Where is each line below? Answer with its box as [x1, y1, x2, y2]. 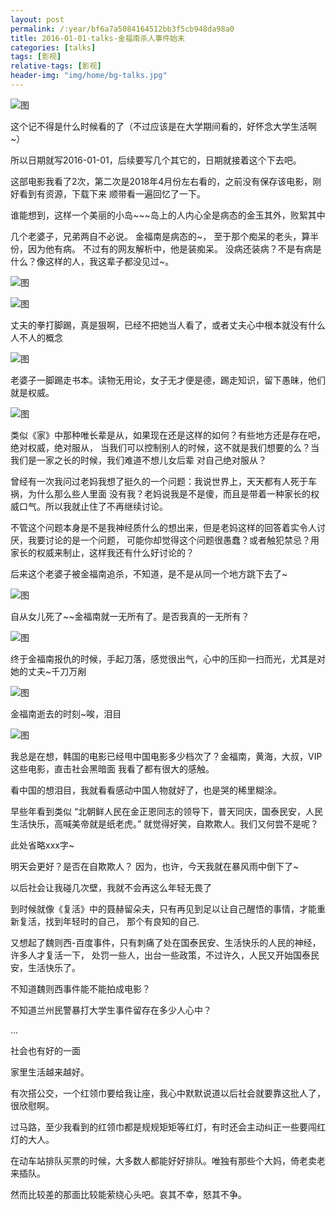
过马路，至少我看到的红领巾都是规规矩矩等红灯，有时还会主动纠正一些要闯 [10, 1121, 317, 1133]
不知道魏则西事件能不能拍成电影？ [10, 982, 151, 995]
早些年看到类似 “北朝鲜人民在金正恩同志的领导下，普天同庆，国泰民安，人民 [10, 805, 324, 817]
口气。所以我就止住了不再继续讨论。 [18, 500, 168, 512]
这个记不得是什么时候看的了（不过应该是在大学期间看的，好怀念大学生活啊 [10, 120, 317, 132]
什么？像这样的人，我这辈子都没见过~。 [10, 255, 175, 267]
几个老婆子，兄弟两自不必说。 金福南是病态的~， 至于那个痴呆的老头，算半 [10, 230, 320, 242]
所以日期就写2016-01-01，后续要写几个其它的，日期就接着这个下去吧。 [10, 154, 302, 166]
